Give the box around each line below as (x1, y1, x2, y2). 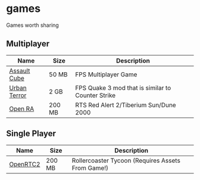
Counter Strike (75, 91, 116, 100)
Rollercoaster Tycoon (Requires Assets (71, 156, 180, 165)
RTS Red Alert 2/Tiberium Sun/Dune (75, 101, 177, 109)
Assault (9, 66, 30, 75)
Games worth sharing (6, 21, 60, 29)
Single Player (6, 129, 57, 139)
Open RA (9, 104, 35, 113)
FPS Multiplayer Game (75, 70, 137, 79)
